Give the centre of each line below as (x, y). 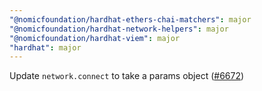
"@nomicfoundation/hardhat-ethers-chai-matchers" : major (130, 19)
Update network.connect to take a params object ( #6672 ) (127, 76)
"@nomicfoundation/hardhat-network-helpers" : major (119, 29)
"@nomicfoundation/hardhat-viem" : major (95, 38)
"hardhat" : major (45, 47)
